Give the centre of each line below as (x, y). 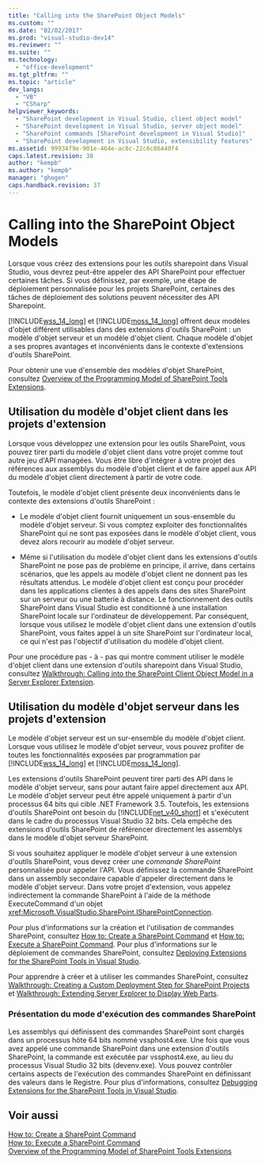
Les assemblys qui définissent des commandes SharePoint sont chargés (127, 1031)
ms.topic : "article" (42, 82)
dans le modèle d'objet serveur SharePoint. (79, 838)
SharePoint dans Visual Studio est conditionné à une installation (123, 607)
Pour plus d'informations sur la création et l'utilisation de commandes (121, 928)
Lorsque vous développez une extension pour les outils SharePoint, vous (127, 443)
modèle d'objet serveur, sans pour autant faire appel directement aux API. (129, 787)
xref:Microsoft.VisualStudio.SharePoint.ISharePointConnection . (111, 912)
